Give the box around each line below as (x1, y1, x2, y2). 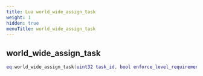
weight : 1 (6, 14, 31, 21)
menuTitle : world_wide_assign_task (6, 25, 96, 32)
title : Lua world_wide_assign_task (6, 8, 96, 15)
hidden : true (6, 20, 39, 26)
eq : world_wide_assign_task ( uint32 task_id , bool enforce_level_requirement (6, 64, 201, 70)
